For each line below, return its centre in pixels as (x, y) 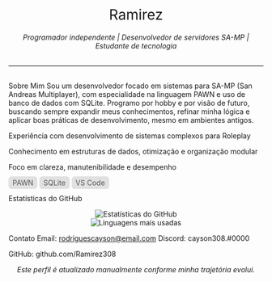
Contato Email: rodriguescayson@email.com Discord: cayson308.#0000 (129, 238)
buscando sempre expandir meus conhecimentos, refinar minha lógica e (129, 112)
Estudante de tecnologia (136, 45)
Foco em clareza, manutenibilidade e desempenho (92, 166)
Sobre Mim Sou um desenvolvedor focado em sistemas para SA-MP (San (130, 86)
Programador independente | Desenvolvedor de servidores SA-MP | (136, 37)
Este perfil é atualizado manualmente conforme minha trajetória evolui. (136, 269)
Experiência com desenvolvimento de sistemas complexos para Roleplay (130, 136)
